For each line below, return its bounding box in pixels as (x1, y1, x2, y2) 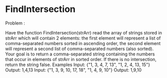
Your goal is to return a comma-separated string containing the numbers (5, 51, 155, 57)
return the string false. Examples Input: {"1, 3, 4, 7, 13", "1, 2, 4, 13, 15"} (5, 61, 150, 67)
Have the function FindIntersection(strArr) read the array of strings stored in (5, 29, 162, 35)
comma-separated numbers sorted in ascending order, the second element (5, 40, 161, 46)
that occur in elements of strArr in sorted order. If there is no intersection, (5, 56, 157, 62)
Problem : (5, 20, 25, 26)
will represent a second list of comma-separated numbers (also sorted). (5, 45, 154, 51)
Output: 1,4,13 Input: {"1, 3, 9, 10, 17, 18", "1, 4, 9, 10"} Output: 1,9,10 (5, 66, 142, 73)
